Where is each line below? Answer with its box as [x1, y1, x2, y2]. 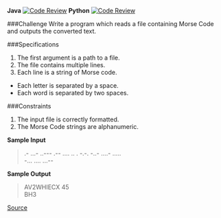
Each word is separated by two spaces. [16, 89, 129, 97]
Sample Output [7, 170, 51, 178]
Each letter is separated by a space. [16, 82, 119, 89]
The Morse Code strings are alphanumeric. [16, 123, 139, 130]
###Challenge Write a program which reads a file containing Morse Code [7, 20, 214, 27]
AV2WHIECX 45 [23, 183, 70, 191]
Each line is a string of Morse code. [16, 69, 117, 76]
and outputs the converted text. [7, 27, 97, 35]
